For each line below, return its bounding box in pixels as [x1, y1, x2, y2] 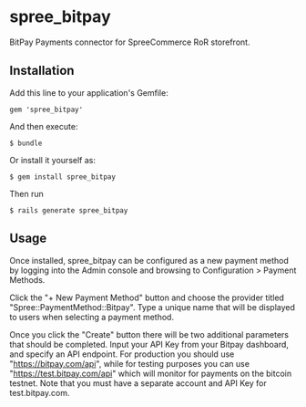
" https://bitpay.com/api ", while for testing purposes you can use [9, 358, 250, 369]
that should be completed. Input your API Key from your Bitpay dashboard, [9, 339, 290, 350]
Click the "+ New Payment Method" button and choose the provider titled [9, 292, 285, 303]
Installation [9, 63, 75, 78]
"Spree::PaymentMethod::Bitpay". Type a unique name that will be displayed [9, 301, 296, 312]
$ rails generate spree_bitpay [9, 205, 128, 215]
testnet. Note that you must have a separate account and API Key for [9, 377, 267, 389]
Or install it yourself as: [9, 154, 96, 165]
